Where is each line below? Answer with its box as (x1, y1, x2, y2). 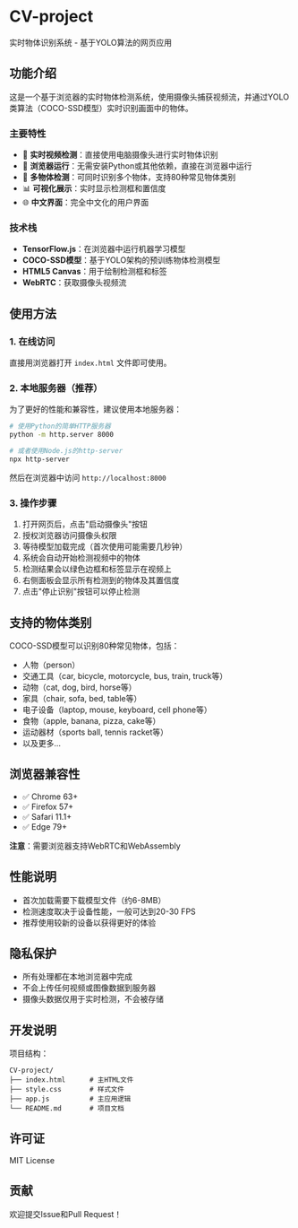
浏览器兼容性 (9, 767, 81, 782)
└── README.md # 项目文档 (9, 1104, 125, 1113)
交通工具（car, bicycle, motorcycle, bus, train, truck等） (21, 670, 228, 681)
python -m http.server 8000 (9, 431, 115, 440)
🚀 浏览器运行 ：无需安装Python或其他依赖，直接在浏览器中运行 (21, 161, 252, 171)
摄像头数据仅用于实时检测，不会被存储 (21, 994, 164, 1005)
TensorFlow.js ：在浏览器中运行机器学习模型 (21, 244, 186, 255)
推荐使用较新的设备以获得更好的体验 (21, 917, 157, 928)
